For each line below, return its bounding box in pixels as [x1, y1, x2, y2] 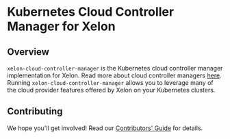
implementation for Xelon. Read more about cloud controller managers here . [7, 71, 222, 79]
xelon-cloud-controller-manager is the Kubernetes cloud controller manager [7, 64, 223, 72]
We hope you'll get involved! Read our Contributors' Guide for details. [7, 124, 203, 132]
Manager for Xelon [7, 18, 116, 34]
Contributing [7, 105, 63, 117]
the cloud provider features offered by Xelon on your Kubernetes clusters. [7, 86, 216, 94]
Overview [7, 46, 50, 58]
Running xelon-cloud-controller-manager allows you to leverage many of [7, 79, 214, 86]
